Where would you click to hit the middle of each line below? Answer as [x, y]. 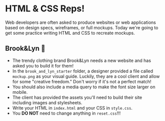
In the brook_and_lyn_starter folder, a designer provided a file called [82, 71]
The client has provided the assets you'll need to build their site [77, 97]
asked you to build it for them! [43, 65]
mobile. [20, 92]
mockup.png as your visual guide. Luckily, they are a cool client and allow [86, 76]
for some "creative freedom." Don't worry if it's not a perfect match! [82, 81]
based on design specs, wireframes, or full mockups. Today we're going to [82, 27]
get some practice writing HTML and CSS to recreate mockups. [70, 33]
